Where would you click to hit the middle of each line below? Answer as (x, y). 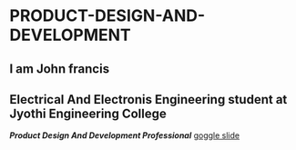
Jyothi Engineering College (88, 113)
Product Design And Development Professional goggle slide (124, 135)
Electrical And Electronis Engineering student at (148, 100)
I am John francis (60, 69)
